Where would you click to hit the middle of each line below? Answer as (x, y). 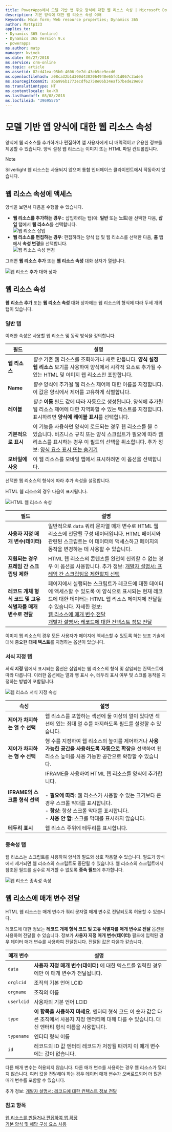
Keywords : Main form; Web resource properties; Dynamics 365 (72, 19)
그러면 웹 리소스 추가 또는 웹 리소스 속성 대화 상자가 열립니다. (66, 261)
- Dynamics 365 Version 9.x (35, 39)
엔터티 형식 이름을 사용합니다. (74, 1027)
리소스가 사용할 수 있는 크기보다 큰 (122, 795)
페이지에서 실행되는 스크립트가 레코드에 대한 (98, 584)
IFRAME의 (20, 792)
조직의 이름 (47, 992)
